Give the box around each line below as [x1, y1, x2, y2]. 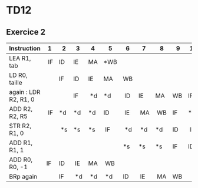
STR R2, [9, 122, 32, 130]
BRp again [9, 173, 37, 180]
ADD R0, [9, 156, 33, 163]
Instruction [9, 45, 41, 52]
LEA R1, [9, 54, 31, 62]
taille [9, 79, 22, 86]
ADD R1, [9, 139, 33, 147]
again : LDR [9, 88, 41, 96]
